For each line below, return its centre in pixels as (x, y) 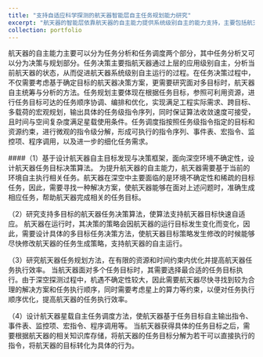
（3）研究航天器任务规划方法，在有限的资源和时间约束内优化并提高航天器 (127, 260)
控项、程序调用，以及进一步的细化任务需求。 (80, 141)
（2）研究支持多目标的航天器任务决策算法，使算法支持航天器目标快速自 (123, 214)
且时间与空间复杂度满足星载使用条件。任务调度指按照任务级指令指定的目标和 (131, 122)
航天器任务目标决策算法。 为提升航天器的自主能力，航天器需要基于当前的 (132, 168)
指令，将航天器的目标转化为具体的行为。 (73, 345)
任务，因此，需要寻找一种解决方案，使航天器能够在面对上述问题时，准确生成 (131, 188)
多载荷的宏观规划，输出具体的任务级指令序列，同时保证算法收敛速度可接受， (131, 112)
